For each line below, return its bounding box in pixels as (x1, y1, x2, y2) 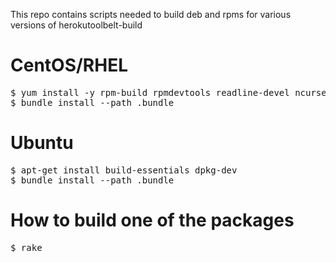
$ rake (10, 242, 43, 253)
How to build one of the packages (10, 209, 295, 232)
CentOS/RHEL (10, 54, 129, 77)
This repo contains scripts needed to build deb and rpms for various (10, 9, 292, 20)
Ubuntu (10, 132, 74, 154)
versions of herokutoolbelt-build (10, 19, 143, 31)
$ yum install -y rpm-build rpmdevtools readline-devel (10, 87, 290, 98)
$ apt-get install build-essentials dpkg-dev (10, 164, 238, 176)
